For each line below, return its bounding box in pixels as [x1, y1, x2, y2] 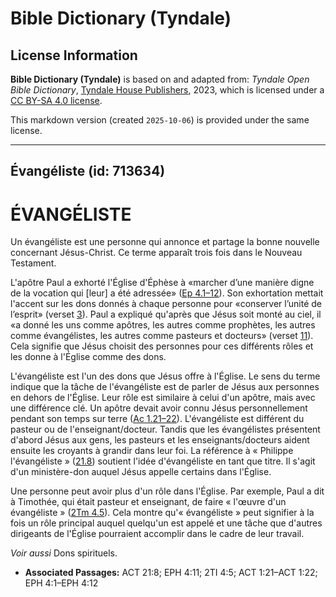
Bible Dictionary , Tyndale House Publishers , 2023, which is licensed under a [10, 84, 325, 96]
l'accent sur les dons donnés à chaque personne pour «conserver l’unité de [10, 298, 323, 310]
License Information [10, 47, 138, 64]
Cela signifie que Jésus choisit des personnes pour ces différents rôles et [10, 340, 314, 352]
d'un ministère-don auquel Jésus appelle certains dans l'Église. [10, 466, 272, 478]
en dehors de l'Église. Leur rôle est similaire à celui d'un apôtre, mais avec [10, 392, 316, 404]
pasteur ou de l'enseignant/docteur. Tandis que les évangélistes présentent [10, 423, 321, 436]
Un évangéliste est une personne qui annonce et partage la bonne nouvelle [10, 236, 320, 248]
